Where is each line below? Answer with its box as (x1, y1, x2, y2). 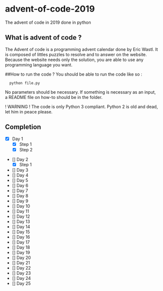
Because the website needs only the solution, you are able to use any (5, 57, 144, 63)
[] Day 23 (12, 270, 31, 276)
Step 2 (19, 146, 33, 152)
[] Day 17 (12, 239, 30, 245)
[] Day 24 (12, 275, 31, 281)
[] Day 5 (12, 177, 28, 183)
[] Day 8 (12, 193, 29, 198)
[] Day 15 (12, 229, 30, 235)
